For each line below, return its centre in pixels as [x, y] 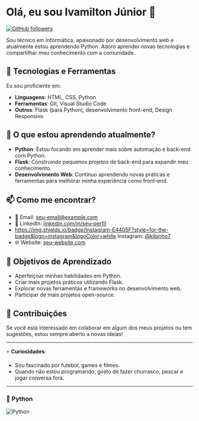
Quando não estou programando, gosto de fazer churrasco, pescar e [99, 371]
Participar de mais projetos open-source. [65, 295]
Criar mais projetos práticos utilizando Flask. [69, 282]
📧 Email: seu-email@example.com [56, 217]
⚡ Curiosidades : [26, 352]
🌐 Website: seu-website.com [50, 242]
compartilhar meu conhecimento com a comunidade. [71, 52]
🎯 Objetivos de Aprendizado [59, 262]
